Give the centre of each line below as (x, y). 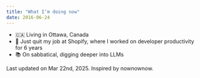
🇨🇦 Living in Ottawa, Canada (52, 34)
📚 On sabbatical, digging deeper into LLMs (69, 54)
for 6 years (29, 47)
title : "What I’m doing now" (43, 12)
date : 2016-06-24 (28, 17)
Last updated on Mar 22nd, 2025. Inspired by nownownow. (80, 68)
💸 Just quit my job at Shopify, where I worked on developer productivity (105, 41)
